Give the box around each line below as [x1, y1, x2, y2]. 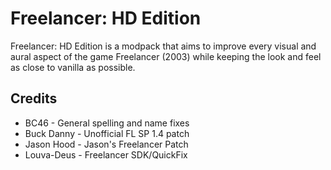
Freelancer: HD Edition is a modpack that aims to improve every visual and [10, 40, 317, 52]
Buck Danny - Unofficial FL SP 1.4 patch [24, 127, 190, 139]
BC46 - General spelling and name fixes [24, 117, 190, 129]
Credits [10, 90, 58, 107]
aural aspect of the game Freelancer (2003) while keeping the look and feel [10, 50, 322, 62]
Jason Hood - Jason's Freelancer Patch [24, 138, 189, 150]
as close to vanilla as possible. [10, 61, 136, 73]
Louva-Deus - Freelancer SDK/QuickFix [24, 148, 188, 161]
